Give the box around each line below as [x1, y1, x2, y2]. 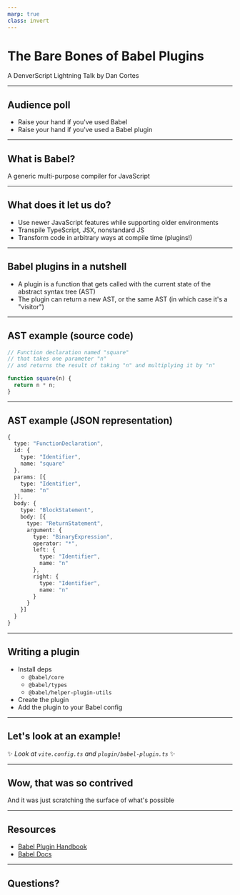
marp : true [7, 10, 40, 18]
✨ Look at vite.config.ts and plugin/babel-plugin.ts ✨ [7, 749, 176, 758]
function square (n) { [7, 375, 72, 382]
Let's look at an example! [7, 730, 121, 743]
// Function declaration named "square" [7, 349, 130, 356]
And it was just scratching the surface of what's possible [7, 796, 175, 804]
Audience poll [7, 99, 71, 111]
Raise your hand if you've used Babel [17, 118, 128, 126]
